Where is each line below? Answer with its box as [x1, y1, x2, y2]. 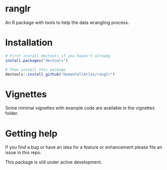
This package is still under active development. [5, 159, 102, 165]
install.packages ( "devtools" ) [5, 58, 68, 63]
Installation [5, 37, 53, 48]
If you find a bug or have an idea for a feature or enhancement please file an [5, 144, 162, 150]
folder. [5, 110, 18, 116]
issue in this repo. [5, 150, 41, 156]
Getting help [5, 128, 57, 139]
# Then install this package [5, 67, 66, 72]
